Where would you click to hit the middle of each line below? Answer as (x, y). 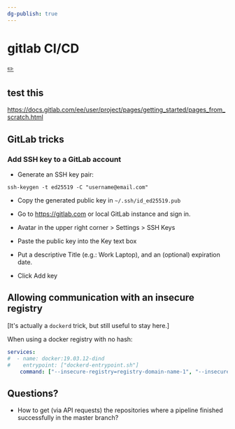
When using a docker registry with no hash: (70, 339)
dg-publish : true (33, 14)
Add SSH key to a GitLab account (64, 159)
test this (26, 93)
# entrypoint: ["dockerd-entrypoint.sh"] (73, 365)
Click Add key (37, 276)
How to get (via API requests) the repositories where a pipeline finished (120, 410)
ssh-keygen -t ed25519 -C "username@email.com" (78, 188)
